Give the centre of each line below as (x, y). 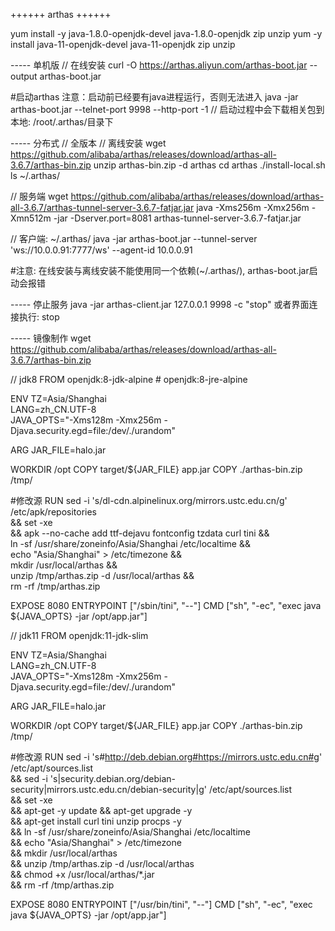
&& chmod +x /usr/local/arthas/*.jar (82, 874)
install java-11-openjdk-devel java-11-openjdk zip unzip (123, 44)
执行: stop (39, 317)
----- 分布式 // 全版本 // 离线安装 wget (88, 143)
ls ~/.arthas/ (35, 175)
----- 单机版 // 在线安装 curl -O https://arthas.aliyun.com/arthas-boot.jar (159, 65)
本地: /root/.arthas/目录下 (62, 122)
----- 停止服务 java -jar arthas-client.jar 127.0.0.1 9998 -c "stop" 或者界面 (160, 304)
